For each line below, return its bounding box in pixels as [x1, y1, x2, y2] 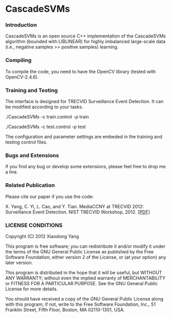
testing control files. [5, 139, 48, 145]
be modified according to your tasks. [5, 104, 83, 110]
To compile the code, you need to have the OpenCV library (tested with [5, 68, 156, 74]
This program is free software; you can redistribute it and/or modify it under [5, 243, 166, 249]
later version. [5, 260, 33, 266]
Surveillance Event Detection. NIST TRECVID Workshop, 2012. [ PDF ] [5, 209, 150, 215]
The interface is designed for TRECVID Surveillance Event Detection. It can [5, 98, 164, 105]
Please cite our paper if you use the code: [5, 193, 94, 200]
